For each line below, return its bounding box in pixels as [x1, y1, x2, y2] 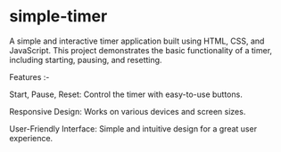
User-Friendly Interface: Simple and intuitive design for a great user [9, 123, 257, 134]
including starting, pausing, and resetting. [9, 54, 162, 65]
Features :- [9, 71, 50, 82]
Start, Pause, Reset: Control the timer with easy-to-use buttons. [9, 89, 243, 100]
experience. [9, 132, 54, 143]
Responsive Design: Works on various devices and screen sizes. [9, 106, 246, 116]
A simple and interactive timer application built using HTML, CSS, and [9, 36, 265, 46]
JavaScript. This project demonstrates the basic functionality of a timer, [9, 44, 273, 55]
